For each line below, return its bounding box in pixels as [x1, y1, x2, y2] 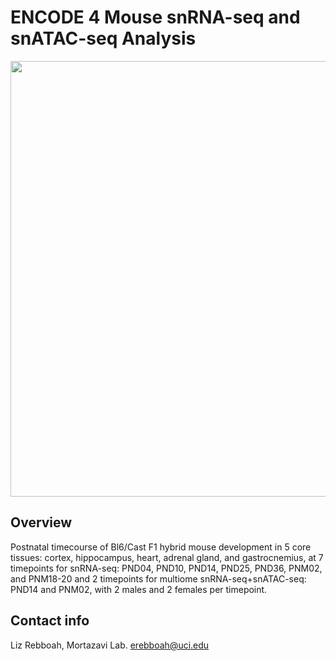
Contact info [10, 612, 90, 630]
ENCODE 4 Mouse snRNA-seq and [10, 6, 301, 29]
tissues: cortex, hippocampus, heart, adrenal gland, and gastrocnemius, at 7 [10, 551, 324, 563]
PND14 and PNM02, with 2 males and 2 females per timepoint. [10, 583, 268, 595]
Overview [10, 514, 73, 531]
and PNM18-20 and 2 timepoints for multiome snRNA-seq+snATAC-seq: [10, 572, 307, 585]
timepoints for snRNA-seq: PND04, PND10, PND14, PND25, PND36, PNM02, [10, 562, 323, 574]
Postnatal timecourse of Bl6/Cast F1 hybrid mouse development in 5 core [10, 541, 312, 553]
